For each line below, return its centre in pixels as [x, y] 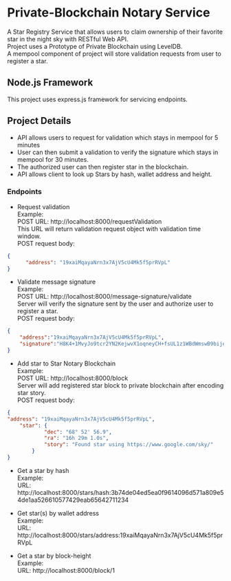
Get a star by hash [43, 470]
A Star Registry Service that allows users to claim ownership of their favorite [115, 32]
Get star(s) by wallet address [58, 513]
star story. [31, 392]
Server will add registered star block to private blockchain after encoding [120, 385]
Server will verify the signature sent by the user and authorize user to [115, 304]
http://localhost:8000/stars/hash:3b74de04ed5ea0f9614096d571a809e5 [120, 492]
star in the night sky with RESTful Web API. [68, 39]
